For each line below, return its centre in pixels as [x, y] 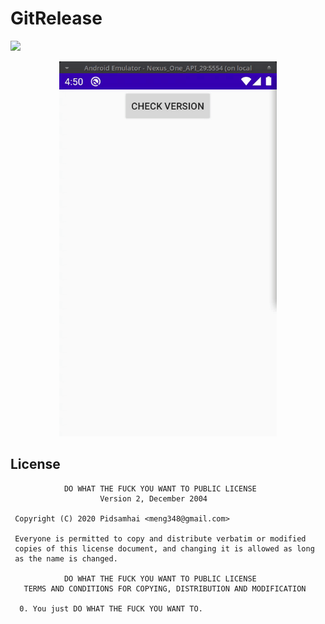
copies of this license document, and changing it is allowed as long [164, 548]
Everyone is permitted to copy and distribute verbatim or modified [160, 538]
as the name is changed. [66, 558]
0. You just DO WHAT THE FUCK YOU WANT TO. [111, 608]
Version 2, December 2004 [153, 498]
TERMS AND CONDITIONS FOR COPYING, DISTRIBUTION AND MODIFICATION [165, 588]
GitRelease [56, 18]
